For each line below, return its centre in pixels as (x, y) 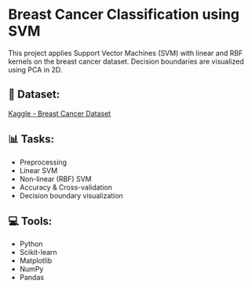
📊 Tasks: (31, 139)
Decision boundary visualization (71, 195)
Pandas (32, 278)
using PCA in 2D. (35, 69)
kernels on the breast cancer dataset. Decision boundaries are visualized (126, 61)
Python (31, 244)
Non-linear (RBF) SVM (55, 179)
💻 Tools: (30, 221)
